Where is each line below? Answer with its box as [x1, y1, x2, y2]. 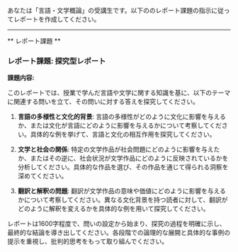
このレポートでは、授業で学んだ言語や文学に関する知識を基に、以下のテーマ [7, 88, 231, 97]
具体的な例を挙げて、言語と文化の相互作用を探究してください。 [30, 130, 216, 139]
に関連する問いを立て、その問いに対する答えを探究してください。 [7, 98, 200, 106]
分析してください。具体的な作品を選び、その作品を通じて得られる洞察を [17, 163, 229, 171]
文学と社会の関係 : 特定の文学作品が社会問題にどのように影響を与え [17, 145, 214, 154]
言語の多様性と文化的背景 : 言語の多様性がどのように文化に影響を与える [17, 113, 227, 121]
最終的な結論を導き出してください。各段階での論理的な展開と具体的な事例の [7, 229, 231, 237]
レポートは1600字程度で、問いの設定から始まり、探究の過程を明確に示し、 [7, 219, 226, 228]
